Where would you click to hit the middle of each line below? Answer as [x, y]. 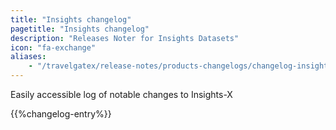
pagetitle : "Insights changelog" [80, 29]
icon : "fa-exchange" [53, 47]
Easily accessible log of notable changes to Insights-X [121, 94]
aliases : [28, 57]
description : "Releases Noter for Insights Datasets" [125, 38]
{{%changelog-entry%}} [61, 114]
